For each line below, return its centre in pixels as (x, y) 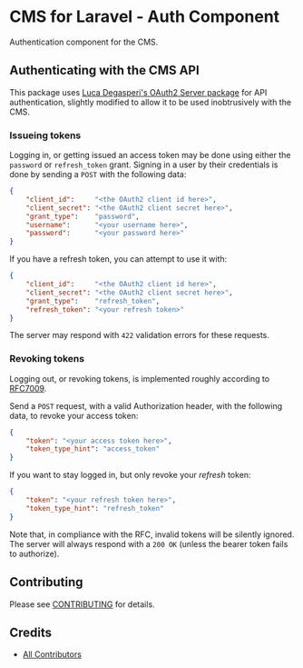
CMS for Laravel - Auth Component (145, 17)
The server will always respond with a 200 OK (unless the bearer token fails (149, 543)
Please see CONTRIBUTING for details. (83, 604)
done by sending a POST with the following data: (98, 174)
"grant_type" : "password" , (83, 216)
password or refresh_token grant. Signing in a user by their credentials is (144, 165)
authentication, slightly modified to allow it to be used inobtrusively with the (151, 102)
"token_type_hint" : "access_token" (93, 449)
